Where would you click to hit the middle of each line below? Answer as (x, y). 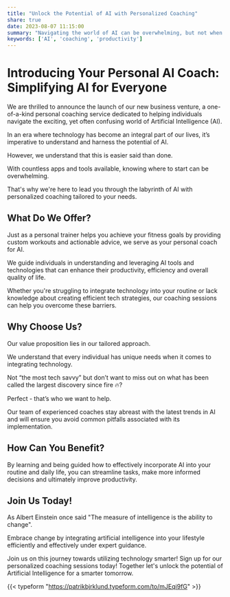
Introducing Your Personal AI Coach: (113, 73)
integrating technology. (40, 364)
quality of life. (26, 277)
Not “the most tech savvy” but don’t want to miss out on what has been (108, 377)
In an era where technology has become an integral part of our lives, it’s (109, 135)
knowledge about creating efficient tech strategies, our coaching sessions (112, 298)
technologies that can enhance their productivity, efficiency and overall (108, 270)
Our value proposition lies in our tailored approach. (79, 343)
